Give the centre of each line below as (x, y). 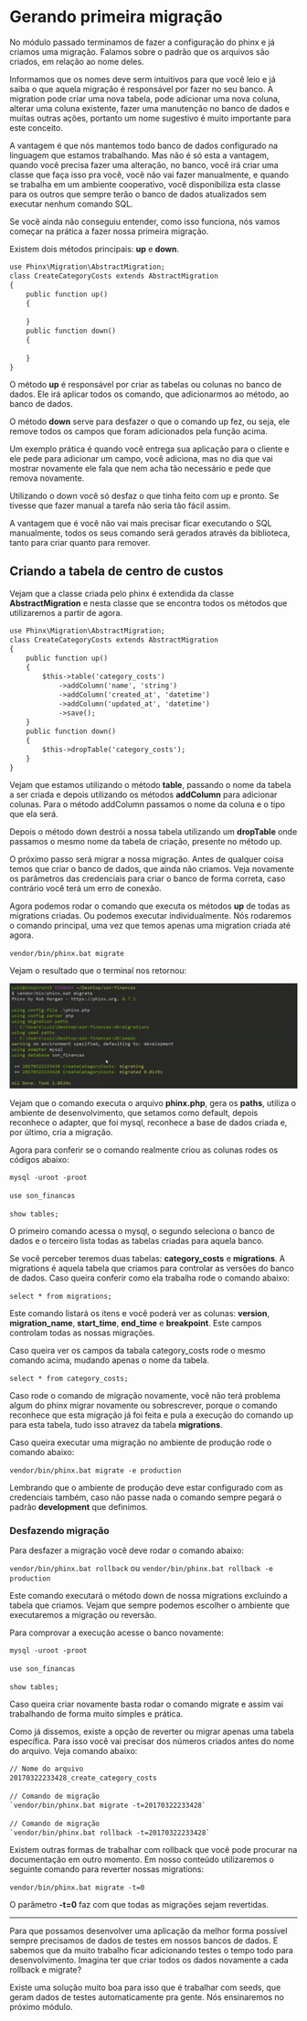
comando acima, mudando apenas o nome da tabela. (110, 1360)
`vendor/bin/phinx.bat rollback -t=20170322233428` (110, 1833)
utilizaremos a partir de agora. (66, 612)
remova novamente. (47, 478)
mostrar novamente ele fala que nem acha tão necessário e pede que (140, 468)
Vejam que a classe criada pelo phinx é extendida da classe (122, 593)
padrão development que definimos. (79, 1506)
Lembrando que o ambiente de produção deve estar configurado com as (146, 1487)
